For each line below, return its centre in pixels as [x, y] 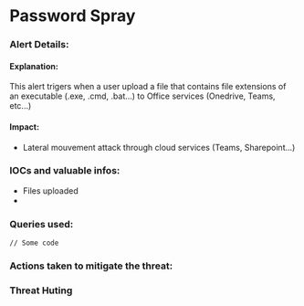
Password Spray [73, 16]
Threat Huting [41, 290]
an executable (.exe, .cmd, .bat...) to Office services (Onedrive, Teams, [142, 96]
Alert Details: [39, 45]
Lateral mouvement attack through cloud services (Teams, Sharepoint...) [159, 147]
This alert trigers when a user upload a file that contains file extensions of [148, 87]
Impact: [24, 127]
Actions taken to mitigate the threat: [91, 266]
